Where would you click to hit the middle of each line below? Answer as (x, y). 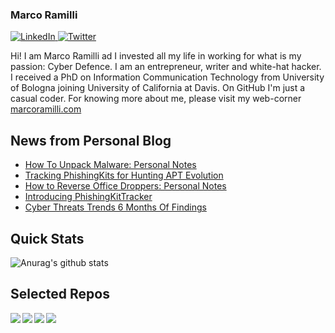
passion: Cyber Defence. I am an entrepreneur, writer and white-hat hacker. (166, 67)
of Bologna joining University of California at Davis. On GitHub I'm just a (158, 88)
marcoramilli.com (46, 109)
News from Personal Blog (91, 140)
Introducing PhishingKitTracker (88, 197)
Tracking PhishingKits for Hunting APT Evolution (124, 175)
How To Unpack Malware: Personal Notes (110, 165)
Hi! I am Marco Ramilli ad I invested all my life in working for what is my (156, 56)
